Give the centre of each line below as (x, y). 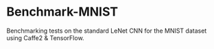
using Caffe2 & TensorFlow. (45, 37)
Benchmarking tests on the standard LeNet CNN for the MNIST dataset (107, 31)
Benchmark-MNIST (62, 12)
